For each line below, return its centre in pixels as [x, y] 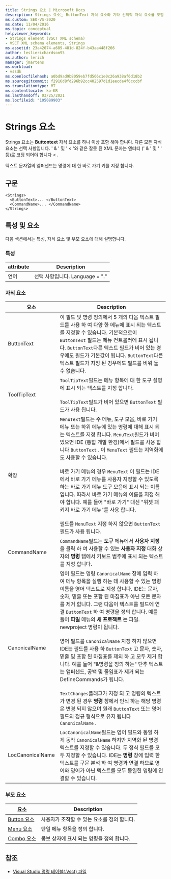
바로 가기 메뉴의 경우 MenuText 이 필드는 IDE [109, 471]
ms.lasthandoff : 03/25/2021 [35, 95]
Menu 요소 [20, 828]
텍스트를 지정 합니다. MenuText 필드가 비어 [112, 435]
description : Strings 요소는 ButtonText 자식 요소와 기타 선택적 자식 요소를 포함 [84, 15]
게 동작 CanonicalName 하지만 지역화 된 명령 [109, 740]
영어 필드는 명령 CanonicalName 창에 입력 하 [109, 573]
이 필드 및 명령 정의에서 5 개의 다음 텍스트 [107, 317]
